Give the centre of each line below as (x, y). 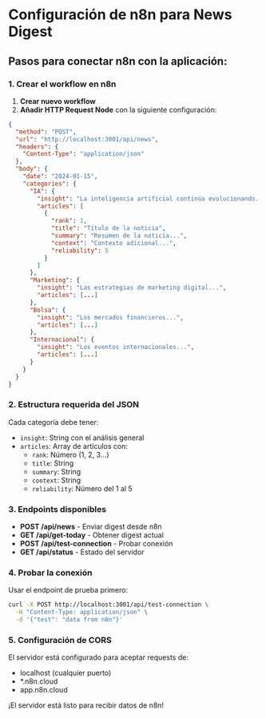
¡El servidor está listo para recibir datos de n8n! (86, 705)
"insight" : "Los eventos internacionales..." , (116, 347)
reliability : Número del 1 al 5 (82, 488)
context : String (56, 480)
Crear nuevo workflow (58, 101)
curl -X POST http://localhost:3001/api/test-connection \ (109, 605)
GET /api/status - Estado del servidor (82, 552)
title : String (53, 463)
